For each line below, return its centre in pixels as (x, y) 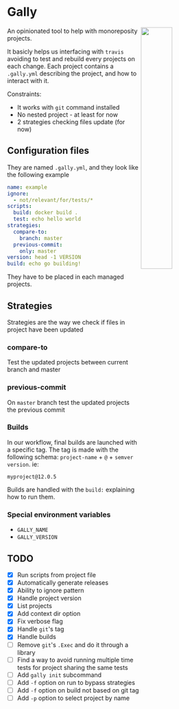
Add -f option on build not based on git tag (78, 690)
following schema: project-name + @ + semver (70, 456)
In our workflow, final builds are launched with (72, 442)
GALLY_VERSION (37, 537)
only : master (38, 251)
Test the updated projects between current (68, 362)
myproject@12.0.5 (32, 477)
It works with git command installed (68, 107)
